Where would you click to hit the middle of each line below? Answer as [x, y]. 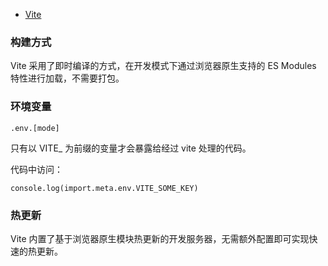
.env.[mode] [35, 128]
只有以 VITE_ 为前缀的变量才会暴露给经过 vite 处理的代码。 [131, 148]
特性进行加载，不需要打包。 [67, 78]
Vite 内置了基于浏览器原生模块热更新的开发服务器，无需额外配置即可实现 [160, 238]
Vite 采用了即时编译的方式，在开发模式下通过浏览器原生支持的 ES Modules [163, 66]
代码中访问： [36, 169]
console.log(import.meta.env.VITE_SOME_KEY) [104, 188]
